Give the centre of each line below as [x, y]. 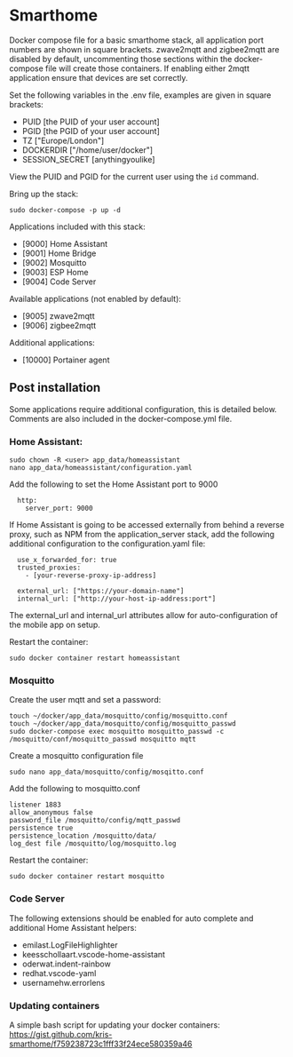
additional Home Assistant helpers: [73, 927]
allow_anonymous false [51, 813]
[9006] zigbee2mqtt [59, 325]
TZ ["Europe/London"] [63, 140]
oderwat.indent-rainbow [66, 964]
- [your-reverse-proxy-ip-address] [91, 576]
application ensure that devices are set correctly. [99, 77]
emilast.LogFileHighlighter [70, 945]
